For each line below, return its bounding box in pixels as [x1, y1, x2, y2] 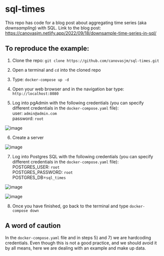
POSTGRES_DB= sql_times [12, 174, 66, 180]
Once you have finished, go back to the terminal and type [12, 203, 129, 209]
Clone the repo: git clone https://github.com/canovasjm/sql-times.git [12, 57, 160, 63]
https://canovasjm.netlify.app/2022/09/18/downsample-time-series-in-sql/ [5, 30, 157, 36]
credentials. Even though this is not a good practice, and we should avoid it [5, 240, 157, 246]
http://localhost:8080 [12, 91, 59, 96]
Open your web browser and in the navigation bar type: [12, 86, 124, 92]
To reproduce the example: [5, 44, 89, 53]
